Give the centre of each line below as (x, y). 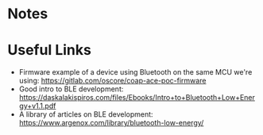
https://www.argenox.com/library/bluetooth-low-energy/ (111, 123)
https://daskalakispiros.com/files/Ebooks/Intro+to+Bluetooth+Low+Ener (137, 98)
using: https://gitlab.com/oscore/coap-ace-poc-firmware (112, 81)
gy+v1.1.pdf (37, 106)
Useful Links (50, 50)
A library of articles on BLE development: (86, 114)
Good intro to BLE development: (71, 89)
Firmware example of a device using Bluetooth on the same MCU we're (135, 72)
